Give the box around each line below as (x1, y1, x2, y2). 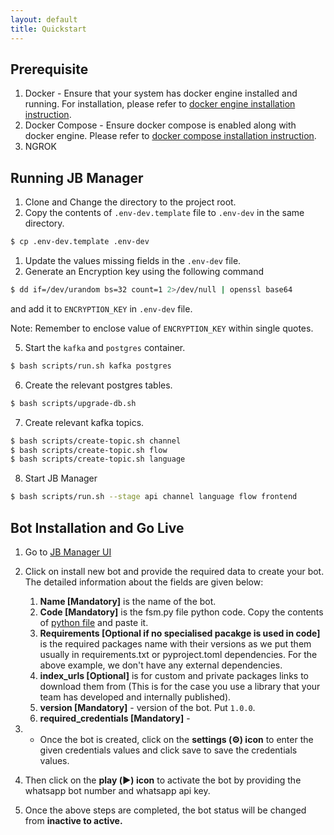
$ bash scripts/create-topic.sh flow (10, 445, 168, 455)
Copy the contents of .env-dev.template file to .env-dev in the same (24, 207, 305, 219)
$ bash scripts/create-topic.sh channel (10, 436, 182, 446)
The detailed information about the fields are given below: (24, 576, 264, 588)
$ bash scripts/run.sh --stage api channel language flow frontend (10, 492, 298, 502)
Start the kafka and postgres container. (24, 341, 186, 353)
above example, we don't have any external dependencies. (39, 659, 283, 671)
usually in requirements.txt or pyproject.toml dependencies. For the (39, 648, 318, 660)
